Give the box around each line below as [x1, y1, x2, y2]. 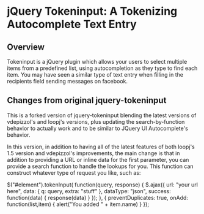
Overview [7, 42, 45, 52]
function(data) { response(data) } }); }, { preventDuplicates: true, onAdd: [7, 194, 189, 201]
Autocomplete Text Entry [7, 17, 137, 31]
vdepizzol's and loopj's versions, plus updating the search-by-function [7, 118, 185, 125]
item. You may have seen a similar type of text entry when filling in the [7, 71, 184, 78]
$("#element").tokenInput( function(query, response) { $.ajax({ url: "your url [7, 181, 198, 188]
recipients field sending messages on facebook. [7, 78, 128, 85]
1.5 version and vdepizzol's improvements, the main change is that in [7, 149, 180, 157]
